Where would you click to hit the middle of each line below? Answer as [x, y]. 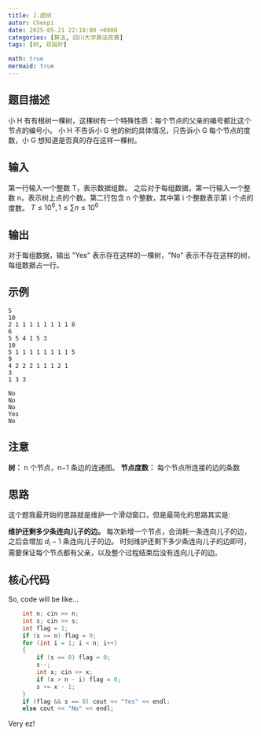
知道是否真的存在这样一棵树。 [93, 140]
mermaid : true [31, 66]
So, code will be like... [44, 599]
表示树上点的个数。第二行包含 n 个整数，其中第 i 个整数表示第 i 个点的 [141, 197]
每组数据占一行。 [36, 265]
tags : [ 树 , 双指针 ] [38, 45]
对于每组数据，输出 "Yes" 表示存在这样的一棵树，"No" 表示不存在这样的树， [131, 255]
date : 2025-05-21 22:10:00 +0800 [63, 30]
